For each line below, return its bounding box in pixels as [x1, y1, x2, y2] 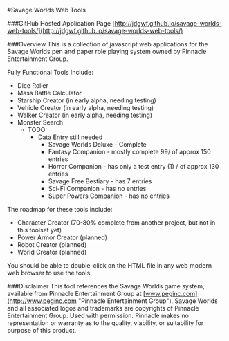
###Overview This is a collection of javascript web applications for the [7, 40, 209, 48]
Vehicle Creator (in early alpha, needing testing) [17, 104, 154, 111]
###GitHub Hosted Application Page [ [7, 19, 116, 27]
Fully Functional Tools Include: [7, 68, 93, 76]
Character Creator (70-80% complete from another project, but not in [17, 219, 216, 227]
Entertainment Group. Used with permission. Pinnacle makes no [7, 311, 189, 320]
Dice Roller [17, 82, 48, 89]
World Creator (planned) [17, 248, 87, 256]
